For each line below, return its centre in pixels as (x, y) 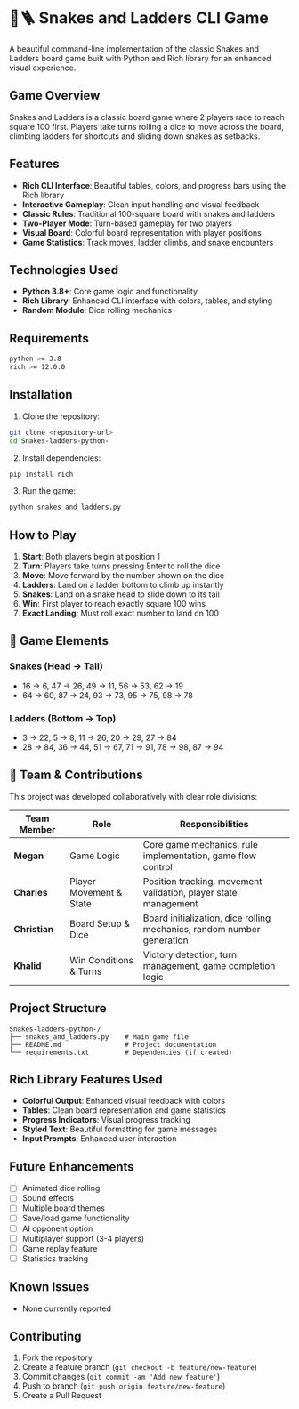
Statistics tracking (55, 1258)
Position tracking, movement (202, 881)
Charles (31, 892)
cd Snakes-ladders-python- (59, 441)
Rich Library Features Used (86, 1079)
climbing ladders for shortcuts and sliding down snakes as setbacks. (135, 136)
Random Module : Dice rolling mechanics (97, 310)
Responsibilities (214, 824)
